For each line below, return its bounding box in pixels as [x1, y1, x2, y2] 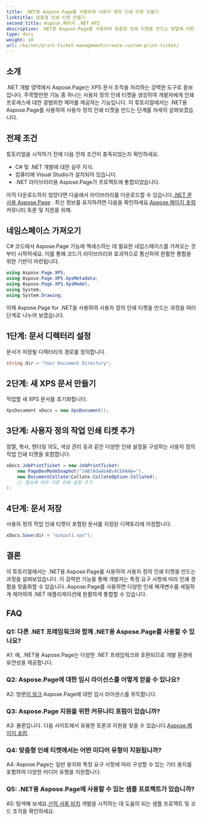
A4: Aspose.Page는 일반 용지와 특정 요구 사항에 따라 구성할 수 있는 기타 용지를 [6, 761, 192, 768]
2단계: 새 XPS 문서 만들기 [6, 378, 96, 388]
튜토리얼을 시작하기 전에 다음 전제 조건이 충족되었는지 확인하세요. [6, 150, 160, 158]
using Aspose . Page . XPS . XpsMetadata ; [6, 275, 98, 281]
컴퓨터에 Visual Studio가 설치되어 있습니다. [14, 170, 118, 178]
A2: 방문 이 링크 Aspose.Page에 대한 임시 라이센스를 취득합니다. [6, 690, 157, 697]
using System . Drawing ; [6, 292, 63, 298]
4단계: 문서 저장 [6, 503, 62, 513]
